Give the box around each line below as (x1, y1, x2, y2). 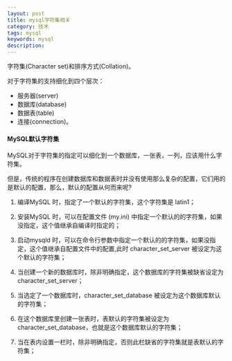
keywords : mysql (7, 36, 54, 43)
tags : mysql (7, 29, 42, 37)
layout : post (7, 10, 45, 17)
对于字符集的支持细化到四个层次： (7, 77, 105, 85)
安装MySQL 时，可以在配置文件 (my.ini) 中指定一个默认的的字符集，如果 (17, 212, 223, 221)
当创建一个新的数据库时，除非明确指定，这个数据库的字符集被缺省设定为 (17, 268, 224, 277)
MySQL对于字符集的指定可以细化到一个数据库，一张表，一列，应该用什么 (7, 151, 217, 160)
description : (7, 42, 45, 49)
